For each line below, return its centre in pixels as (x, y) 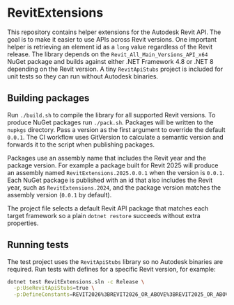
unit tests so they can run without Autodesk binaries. (83, 76)
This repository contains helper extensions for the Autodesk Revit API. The (114, 32)
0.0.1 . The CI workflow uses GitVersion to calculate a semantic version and (116, 137)
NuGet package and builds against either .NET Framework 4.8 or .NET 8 (110, 61)
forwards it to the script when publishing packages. (81, 145)
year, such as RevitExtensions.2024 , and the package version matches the (114, 187)
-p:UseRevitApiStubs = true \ (54, 288)
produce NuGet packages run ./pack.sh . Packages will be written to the (110, 122)
